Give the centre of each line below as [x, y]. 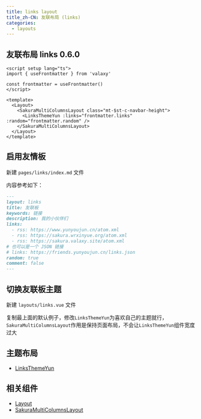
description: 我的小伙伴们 [37, 219]
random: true [22, 258]
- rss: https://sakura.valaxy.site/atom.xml [68, 241]
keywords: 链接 [24, 213]
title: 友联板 [22, 208]
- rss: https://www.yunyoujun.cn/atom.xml [65, 230]
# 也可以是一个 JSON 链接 [35, 247]
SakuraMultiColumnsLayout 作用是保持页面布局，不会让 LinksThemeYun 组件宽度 [100, 325]
